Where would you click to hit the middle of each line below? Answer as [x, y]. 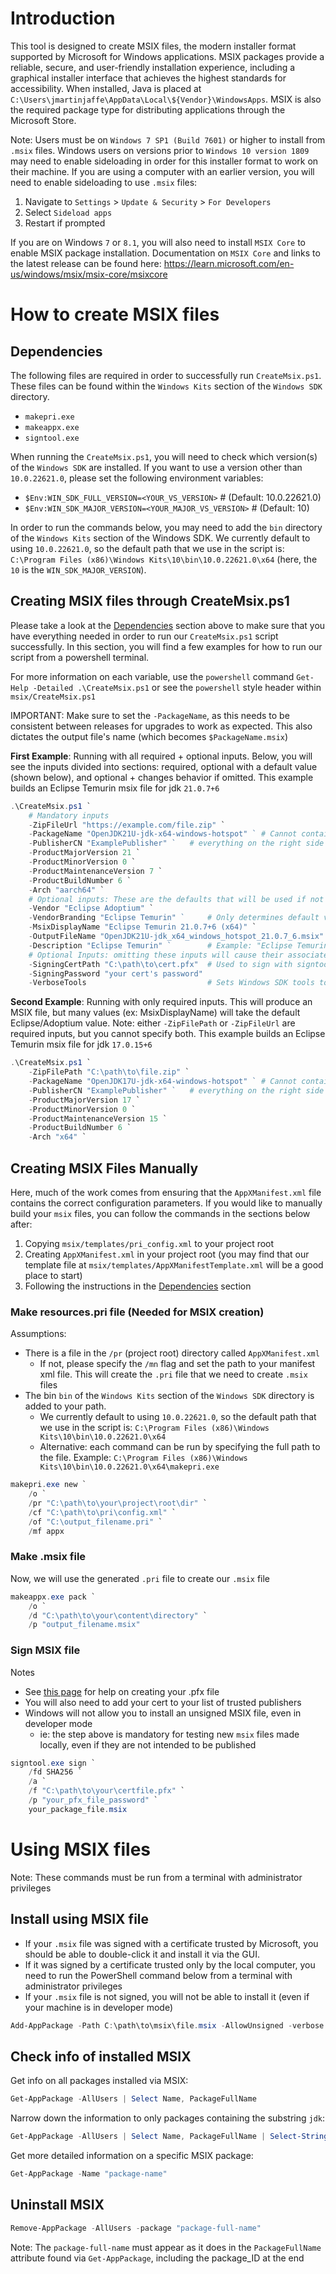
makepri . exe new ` [48, 1485]
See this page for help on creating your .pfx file [122, 1691]
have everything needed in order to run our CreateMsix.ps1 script [144, 636]
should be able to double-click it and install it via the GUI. [142, 1954]
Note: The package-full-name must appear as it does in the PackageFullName [166, 2247]
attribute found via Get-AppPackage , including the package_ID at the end [157, 2258]
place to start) [53, 1275]
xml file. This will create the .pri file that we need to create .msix [173, 1374]
